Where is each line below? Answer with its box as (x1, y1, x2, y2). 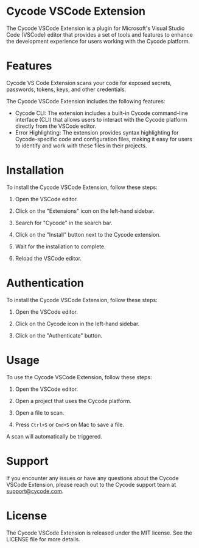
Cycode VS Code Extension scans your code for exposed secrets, (6, 79, 172, 86)
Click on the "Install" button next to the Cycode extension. (15, 231, 161, 238)
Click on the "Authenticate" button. (15, 331, 103, 339)
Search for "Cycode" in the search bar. (15, 219, 113, 226)
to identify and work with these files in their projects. (15, 142, 147, 149)
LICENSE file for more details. (6, 535, 80, 542)
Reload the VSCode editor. (15, 254, 82, 262)
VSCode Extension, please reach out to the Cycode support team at (6, 481, 176, 488)
